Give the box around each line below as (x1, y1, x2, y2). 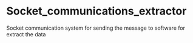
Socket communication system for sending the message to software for (6, 24, 185, 31)
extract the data (6, 30, 46, 38)
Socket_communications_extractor (6, 4, 187, 18)
